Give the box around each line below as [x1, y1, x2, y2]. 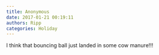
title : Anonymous [6, 8, 50, 15]
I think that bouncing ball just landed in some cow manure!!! [6, 42, 154, 49]
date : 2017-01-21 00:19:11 [6, 14, 74, 20]
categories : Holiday [6, 25, 58, 32]
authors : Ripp [6, 20, 42, 26]
